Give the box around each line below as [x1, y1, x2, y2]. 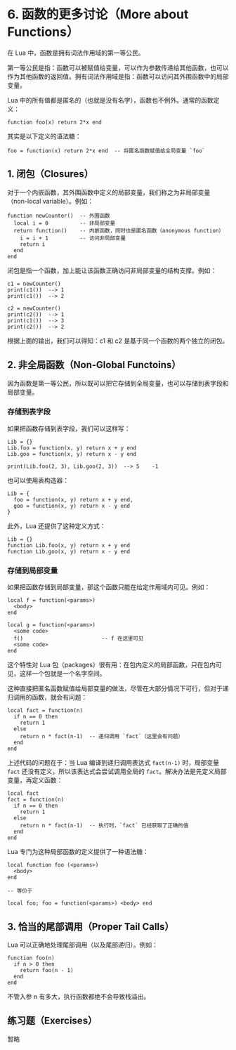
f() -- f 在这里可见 [13, 635, 144, 643]
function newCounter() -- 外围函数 [7, 212, 110, 219]
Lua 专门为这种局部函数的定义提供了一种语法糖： [7, 848, 149, 856]
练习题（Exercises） [7, 1015, 98, 1027]
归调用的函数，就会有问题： [7, 693, 88, 702]
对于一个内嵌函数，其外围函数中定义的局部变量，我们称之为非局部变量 [7, 188, 211, 197]
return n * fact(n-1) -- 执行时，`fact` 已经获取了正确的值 [20, 822, 189, 829]
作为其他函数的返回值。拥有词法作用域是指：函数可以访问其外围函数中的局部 [7, 72, 229, 81]
